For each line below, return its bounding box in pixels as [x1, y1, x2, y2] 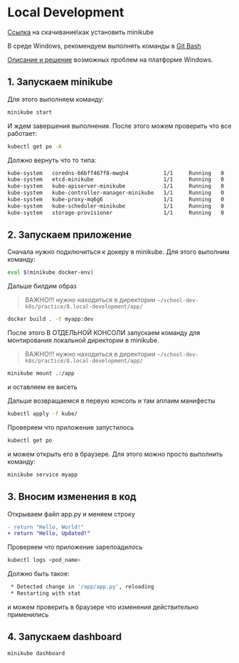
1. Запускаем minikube [7, 76, 113, 88]
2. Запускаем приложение [7, 229, 132, 241]
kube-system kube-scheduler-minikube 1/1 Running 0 [7, 202, 224, 210]
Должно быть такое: [7, 570, 70, 578]
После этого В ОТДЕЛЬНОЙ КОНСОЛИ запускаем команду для [7, 329, 201, 337]
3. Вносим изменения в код [7, 491, 137, 503]
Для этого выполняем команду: [7, 95, 105, 103]
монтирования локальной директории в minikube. [7, 336, 159, 345]
